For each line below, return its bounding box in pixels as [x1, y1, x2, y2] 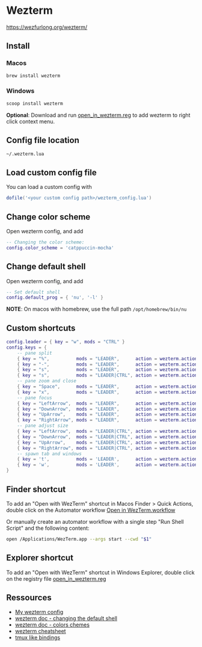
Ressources [6, 593, 52, 603]
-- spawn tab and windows [17, 450, 82, 457]
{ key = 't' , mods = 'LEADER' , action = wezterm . [17, 456, 182, 462]
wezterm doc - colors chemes [14, 621, 90, 628]
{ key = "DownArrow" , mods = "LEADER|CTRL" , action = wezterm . [17, 434, 182, 440]
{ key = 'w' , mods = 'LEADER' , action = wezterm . [17, 462, 182, 468]
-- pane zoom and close [17, 378, 77, 384]
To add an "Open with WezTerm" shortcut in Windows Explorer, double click [6, 569, 195, 576]
